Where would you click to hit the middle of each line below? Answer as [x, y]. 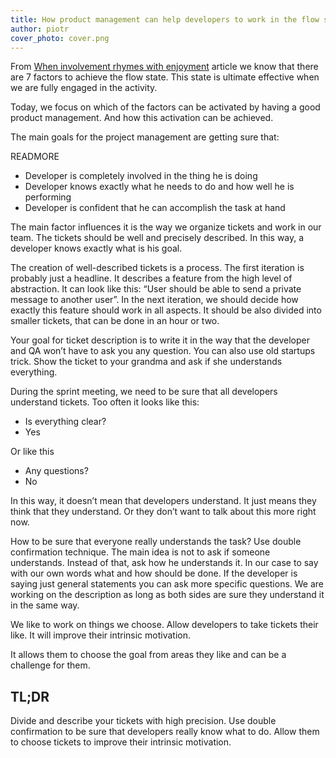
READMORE [35, 157]
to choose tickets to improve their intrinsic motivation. [121, 742]
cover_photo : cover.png [60, 38]
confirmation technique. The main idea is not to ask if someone [140, 552]
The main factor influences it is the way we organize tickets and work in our [166, 227]
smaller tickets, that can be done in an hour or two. [115, 321]
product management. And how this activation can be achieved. [142, 118]
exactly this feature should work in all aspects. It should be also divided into [166, 310]
